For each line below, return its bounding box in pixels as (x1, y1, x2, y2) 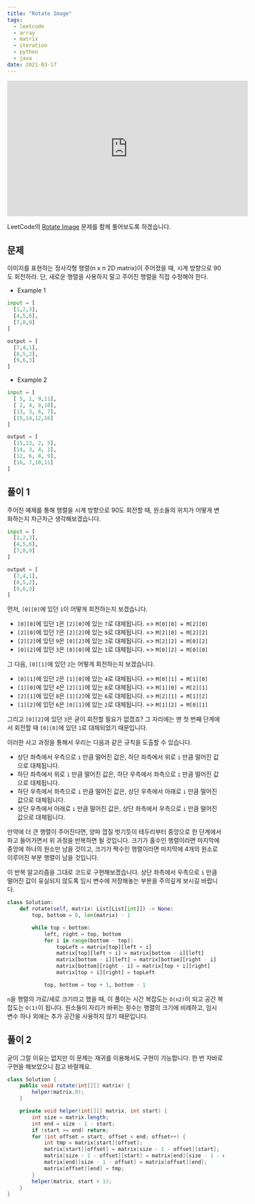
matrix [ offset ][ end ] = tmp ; (43, 1165, 125, 1172)
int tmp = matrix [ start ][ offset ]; (43, 1139, 143, 1146)
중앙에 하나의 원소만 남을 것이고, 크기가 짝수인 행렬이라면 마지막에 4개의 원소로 (7, 845, 219, 853)
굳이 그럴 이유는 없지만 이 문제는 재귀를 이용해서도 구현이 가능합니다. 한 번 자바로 (7, 1053, 223, 1062)
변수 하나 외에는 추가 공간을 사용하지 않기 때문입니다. (7, 1012, 148, 1020)
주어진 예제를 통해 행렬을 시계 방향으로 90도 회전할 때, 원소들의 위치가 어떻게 (7, 506, 213, 514)
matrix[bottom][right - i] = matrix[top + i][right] (56, 963, 211, 970)
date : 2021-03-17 (7, 61, 57, 68)
